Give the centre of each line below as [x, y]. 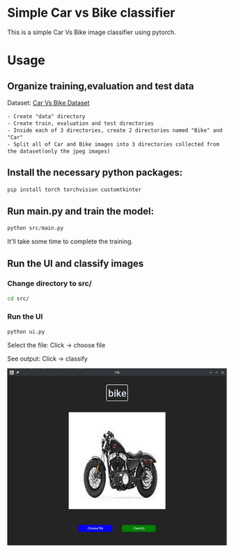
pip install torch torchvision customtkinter [74, 190]
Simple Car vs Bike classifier [91, 13]
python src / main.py [36, 228]
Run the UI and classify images [76, 263]
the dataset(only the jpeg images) [59, 151]
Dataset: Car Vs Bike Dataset [48, 103]
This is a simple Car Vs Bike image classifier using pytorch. [92, 32]
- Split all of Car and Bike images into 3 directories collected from [113, 144]
